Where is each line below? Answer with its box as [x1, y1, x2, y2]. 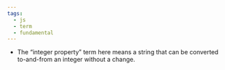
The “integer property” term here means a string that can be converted [17, 48, 219, 56]
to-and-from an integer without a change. [17, 56, 136, 64]
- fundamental [13, 29, 54, 36]
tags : [7, 10, 23, 17]
